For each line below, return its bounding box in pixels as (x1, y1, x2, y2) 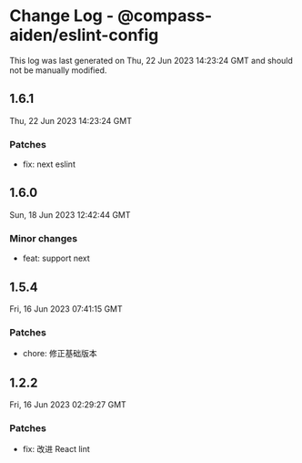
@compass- (116, 5, 213, 26)
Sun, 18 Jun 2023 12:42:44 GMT (9, 209, 131, 220)
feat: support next (22, 252, 91, 264)
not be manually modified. (9, 65, 107, 76)
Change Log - (9, 5, 115, 26)
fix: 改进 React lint (22, 444, 91, 455)
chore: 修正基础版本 (22, 348, 97, 359)
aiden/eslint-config (9, 25, 159, 46)
